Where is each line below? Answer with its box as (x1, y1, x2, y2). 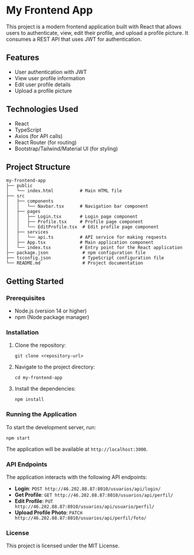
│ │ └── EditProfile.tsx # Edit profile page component (6, 224, 159, 230)
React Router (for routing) (14, 139, 77, 146)
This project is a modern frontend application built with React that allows (6, 23, 182, 30)
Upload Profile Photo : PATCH (14, 508, 83, 516)
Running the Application (6, 410, 77, 419)
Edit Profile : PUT (14, 497, 53, 504)
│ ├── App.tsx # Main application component (6, 239, 154, 245)
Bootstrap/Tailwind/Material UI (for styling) (14, 145, 118, 152)
